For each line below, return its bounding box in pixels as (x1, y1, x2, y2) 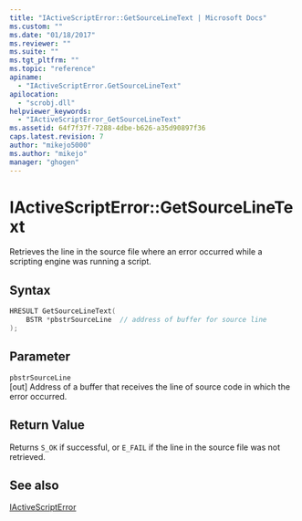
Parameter (9, 349, 71, 365)
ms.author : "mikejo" (9, 149, 89, 158)
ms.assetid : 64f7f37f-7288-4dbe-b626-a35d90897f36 (9, 124, 206, 133)
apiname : (9, 73, 43, 82)
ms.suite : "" (9, 47, 59, 57)
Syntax (9, 282, 51, 297)
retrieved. (9, 451, 46, 462)
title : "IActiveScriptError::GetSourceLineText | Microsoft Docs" (9, 13, 267, 23)
